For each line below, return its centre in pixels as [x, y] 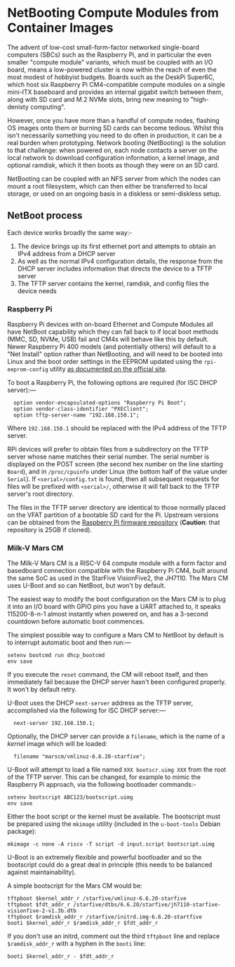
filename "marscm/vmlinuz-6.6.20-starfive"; [80, 757]
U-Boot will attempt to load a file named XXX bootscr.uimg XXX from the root [117, 770]
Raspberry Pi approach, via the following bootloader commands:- [102, 785]
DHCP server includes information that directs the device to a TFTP [115, 269]
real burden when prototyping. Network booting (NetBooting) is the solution [117, 142]
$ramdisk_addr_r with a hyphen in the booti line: [76, 944]
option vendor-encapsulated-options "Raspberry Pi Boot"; [100, 403]
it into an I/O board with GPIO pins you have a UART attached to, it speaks [114, 607]
